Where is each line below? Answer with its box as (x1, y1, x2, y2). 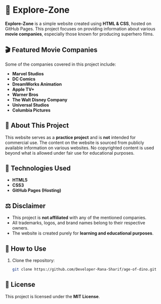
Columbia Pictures (12, 107, 51, 113)
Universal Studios (12, 102, 49, 108)
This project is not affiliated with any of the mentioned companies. (12, 215, 147, 221)
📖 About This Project (5, 121, 69, 130)
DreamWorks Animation (12, 81, 62, 87)
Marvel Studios (12, 70, 44, 76)
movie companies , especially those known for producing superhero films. (5, 31, 154, 37)
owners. (12, 225, 29, 231)
